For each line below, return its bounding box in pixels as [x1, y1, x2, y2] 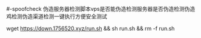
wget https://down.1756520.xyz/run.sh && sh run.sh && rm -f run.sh [6, 25, 175, 32]
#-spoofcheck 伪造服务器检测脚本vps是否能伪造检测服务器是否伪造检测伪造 [6, 5, 196, 12]
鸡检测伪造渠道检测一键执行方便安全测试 [6, 13, 107, 20]
